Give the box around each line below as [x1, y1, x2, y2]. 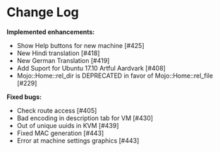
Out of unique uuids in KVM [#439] [16, 121, 119, 129]
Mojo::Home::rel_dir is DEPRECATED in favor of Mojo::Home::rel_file [16, 71, 213, 80]
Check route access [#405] [16, 106, 97, 115]
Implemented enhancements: [6, 28, 95, 36]
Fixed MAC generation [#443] [16, 129, 104, 137]
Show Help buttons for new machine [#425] [16, 41, 145, 49]
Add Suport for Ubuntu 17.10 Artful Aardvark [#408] [16, 64, 166, 72]
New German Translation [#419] [16, 56, 110, 64]
